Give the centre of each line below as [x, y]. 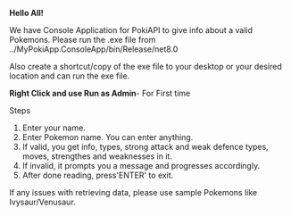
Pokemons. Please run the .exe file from [83, 40]
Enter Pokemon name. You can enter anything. [108, 137]
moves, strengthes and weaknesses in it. [97, 156]
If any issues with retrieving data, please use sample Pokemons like [133, 192]
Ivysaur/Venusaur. [42, 202]
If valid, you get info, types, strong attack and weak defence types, [145, 147]
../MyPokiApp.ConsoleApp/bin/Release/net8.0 [94, 49]
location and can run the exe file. [70, 76]
